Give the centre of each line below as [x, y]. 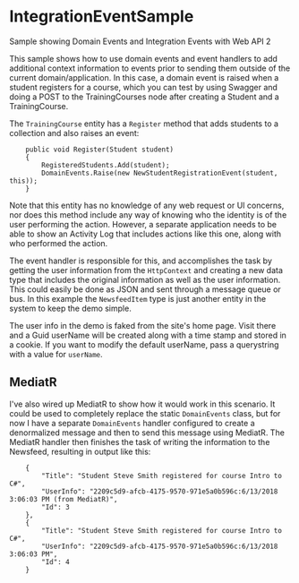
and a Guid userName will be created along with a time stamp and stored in [148, 335]
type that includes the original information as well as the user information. [145, 279]
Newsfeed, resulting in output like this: [80, 451]
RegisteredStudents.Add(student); [106, 165]
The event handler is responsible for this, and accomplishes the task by [141, 261]
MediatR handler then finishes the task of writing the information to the [140, 442]
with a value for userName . [56, 354]
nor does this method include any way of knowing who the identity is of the [148, 214]
